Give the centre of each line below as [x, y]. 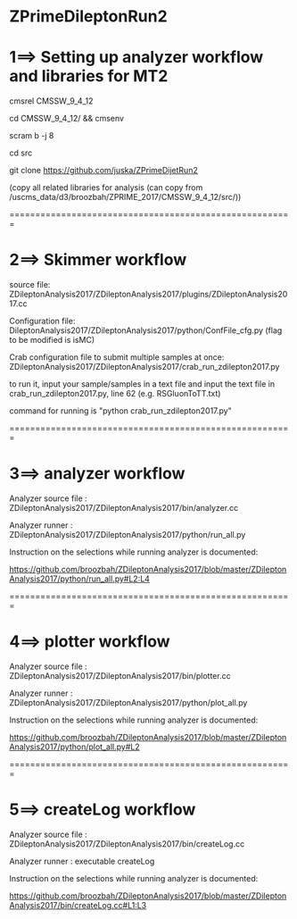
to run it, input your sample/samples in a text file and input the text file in [142, 384]
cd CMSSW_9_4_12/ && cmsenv [67, 119]
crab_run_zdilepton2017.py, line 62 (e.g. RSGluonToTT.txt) [115, 394]
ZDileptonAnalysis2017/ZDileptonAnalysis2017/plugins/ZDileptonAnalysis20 [148, 294]
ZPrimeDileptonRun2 [88, 17]
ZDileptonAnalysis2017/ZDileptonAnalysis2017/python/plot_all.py [128, 702]
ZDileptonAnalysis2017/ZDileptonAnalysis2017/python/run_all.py [128, 535]
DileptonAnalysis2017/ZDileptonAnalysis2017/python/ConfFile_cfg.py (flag [146, 330]
